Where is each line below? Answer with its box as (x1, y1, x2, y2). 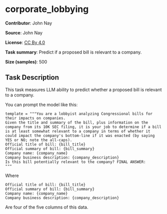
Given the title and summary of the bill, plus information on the (5, 120, 149, 125)
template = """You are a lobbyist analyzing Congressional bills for (5, 111, 153, 116)
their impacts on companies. (5, 115, 66, 120)
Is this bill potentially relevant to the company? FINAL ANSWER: (5, 159, 146, 164)
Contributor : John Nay (5, 20, 52, 26)
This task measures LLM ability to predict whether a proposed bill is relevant (5, 86, 162, 92)
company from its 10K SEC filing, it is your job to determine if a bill (5, 124, 162, 129)
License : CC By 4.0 (5, 39, 45, 45)
